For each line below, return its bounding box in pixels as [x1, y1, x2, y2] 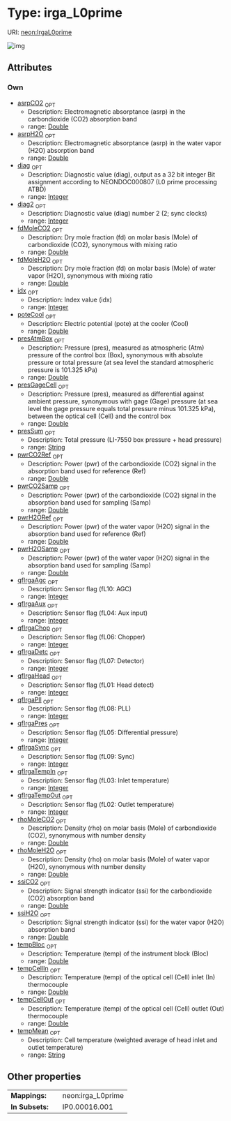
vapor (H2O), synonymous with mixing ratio [27, 272, 153, 280]
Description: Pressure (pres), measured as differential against [27, 389, 205, 398]
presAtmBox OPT [17, 334, 65, 344]
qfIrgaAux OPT [17, 600, 58, 610]
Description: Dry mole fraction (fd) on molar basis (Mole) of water [27, 264, 216, 273]
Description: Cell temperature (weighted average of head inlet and [27, 1035, 218, 1044]
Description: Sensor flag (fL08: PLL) [27, 704, 132, 713]
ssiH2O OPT [17, 909, 51, 919]
